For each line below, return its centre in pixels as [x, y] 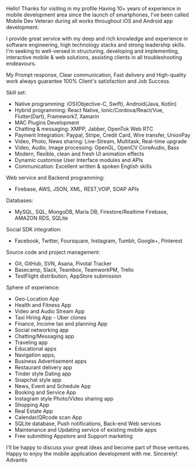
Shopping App [32, 405]
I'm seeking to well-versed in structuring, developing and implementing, [93, 51]
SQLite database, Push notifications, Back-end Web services [88, 423]
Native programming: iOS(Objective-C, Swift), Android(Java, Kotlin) [96, 104]
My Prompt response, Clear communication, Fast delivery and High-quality [96, 75]
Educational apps [35, 349]
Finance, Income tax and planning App [61, 324]
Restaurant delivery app [43, 367]
